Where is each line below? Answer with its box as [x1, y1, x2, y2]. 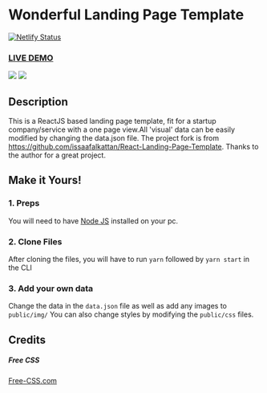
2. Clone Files [8, 235, 63, 247]
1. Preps [8, 198, 40, 209]
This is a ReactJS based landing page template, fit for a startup [8, 117, 216, 126]
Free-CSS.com [8, 375, 58, 385]
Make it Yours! [8, 174, 82, 187]
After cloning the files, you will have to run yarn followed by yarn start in [8, 255, 250, 264]
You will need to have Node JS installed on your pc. [8, 215, 179, 226]
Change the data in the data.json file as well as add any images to [8, 301, 227, 311]
